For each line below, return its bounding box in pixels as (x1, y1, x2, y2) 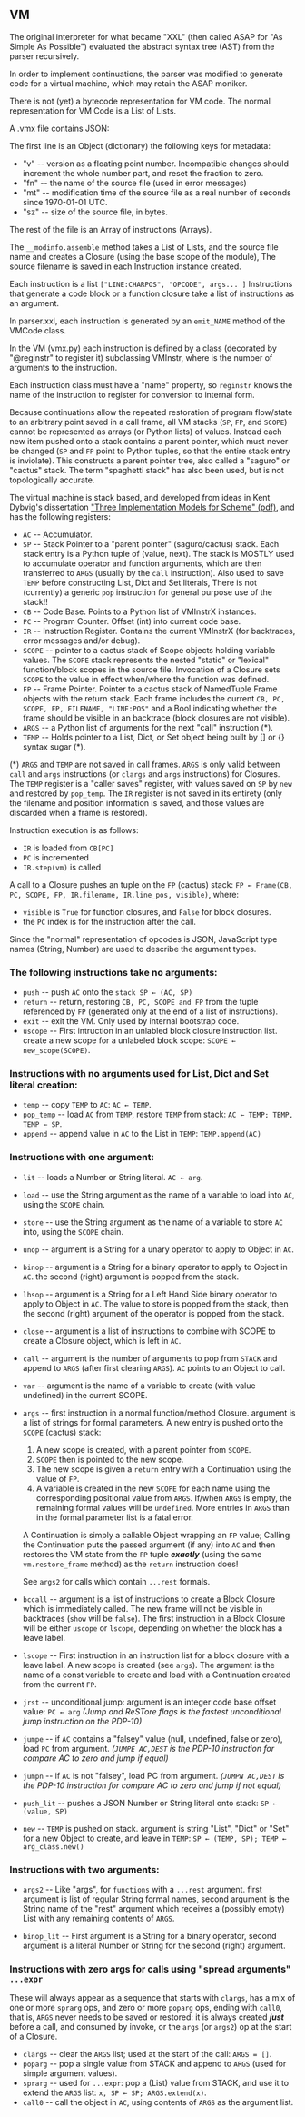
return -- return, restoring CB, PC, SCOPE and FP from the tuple (22, 997, 259, 1008)
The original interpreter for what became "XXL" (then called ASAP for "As (9, 31, 283, 42)
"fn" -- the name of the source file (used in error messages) (22, 177, 247, 188)
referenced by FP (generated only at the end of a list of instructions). (22, 1006, 279, 1017)
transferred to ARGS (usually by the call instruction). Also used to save (22, 567, 284, 578)
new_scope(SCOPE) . (22, 1045, 91, 1056)
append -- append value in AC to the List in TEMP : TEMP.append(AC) (22, 1128, 261, 1139)
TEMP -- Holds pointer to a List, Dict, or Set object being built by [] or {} (22, 731, 285, 742)
